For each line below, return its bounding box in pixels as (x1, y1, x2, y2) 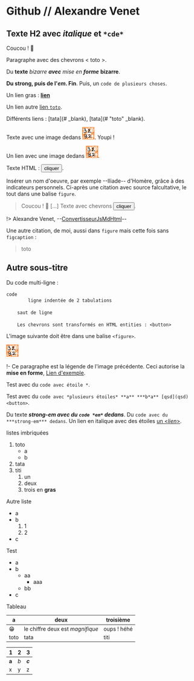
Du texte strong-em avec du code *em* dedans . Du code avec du (6, 411, 168, 418)
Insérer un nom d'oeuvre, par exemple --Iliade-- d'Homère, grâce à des (6, 177, 184, 185)
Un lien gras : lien (6, 92, 50, 98)
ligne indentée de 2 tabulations (28, 297, 112, 303)
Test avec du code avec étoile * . (6, 381, 91, 388)
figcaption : (6, 234, 37, 240)
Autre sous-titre (6, 263, 68, 273)
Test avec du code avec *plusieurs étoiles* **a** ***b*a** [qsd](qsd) (6, 393, 189, 400)
